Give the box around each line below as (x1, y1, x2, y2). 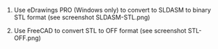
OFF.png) (13, 34, 42, 42)
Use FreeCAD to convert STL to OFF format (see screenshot (13, 27, 187, 35)
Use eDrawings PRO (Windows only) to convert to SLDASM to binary (13, 6, 211, 14)
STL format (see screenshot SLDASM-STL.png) (13, 13, 150, 21)
